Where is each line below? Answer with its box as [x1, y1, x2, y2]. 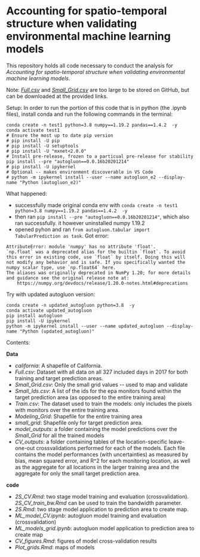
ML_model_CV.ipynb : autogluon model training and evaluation [14, 512, 167, 519]
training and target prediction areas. [14, 374, 103, 381]
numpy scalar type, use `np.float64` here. [6, 264, 116, 270]
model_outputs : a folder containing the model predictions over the [14, 425, 177, 432]
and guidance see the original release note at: [6, 275, 130, 281]
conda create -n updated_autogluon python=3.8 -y [6, 302, 135, 308]
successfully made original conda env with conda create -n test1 [14, 201, 178, 208]
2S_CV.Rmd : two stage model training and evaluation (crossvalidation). [14, 493, 189, 500]
